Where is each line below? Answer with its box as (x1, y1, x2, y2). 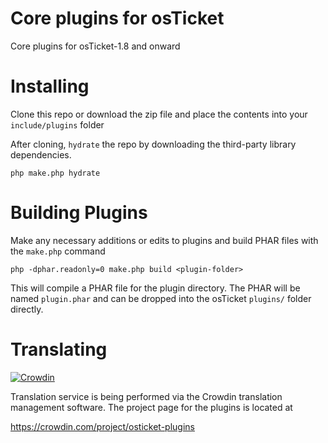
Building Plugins (10, 202, 148, 224)
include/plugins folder (10, 118, 105, 131)
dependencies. (10, 148, 72, 161)
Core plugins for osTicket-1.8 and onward (10, 40, 181, 52)
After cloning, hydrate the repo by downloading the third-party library (10, 138, 297, 150)
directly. (10, 303, 44, 315)
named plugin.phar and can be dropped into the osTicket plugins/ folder (10, 292, 312, 304)
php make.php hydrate (10, 168, 101, 178)
